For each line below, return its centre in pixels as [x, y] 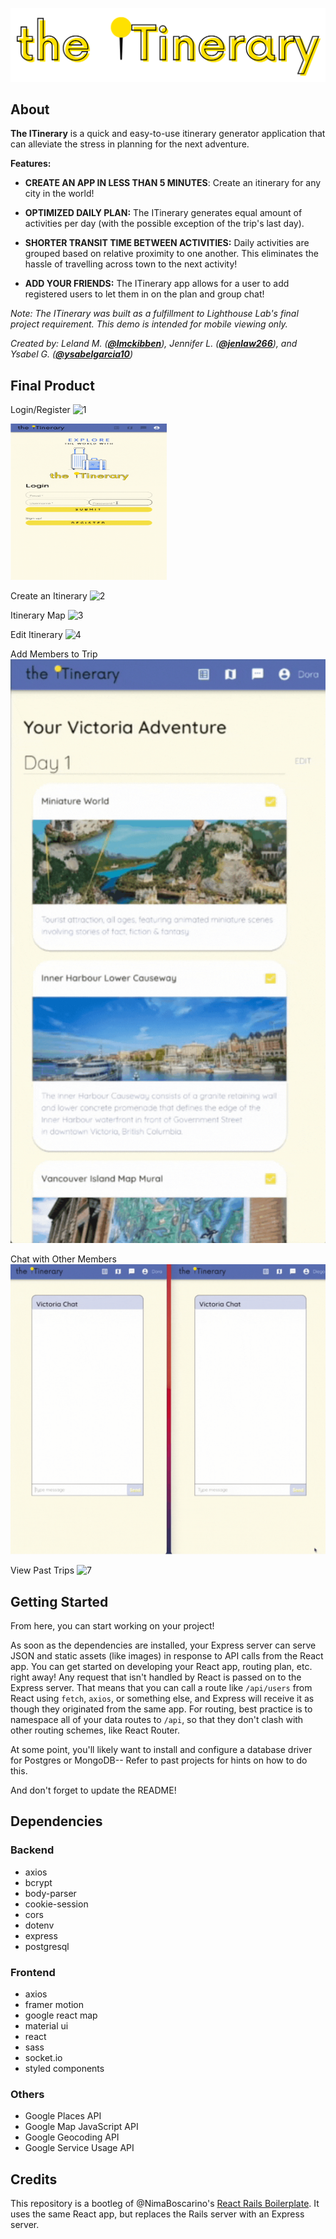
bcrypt [38, 1882]
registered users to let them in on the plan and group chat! [144, 294]
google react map [61, 2015]
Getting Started [59, 1601]
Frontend [33, 1972]
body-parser [50, 1893]
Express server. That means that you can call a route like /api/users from [161, 1687]
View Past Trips [42, 1570]
